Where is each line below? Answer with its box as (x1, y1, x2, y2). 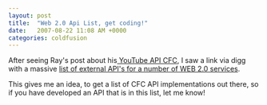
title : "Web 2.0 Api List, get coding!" (8, 19, 149, 27)
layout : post (8, 11, 52, 20)
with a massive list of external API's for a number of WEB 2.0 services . (8, 64, 241, 74)
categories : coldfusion (8, 33, 88, 42)
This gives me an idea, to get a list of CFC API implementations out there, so (8, 80, 259, 89)
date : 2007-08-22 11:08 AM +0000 (8, 26, 127, 34)
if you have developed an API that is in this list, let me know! (8, 88, 205, 98)
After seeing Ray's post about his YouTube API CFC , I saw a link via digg (8, 56, 246, 65)
